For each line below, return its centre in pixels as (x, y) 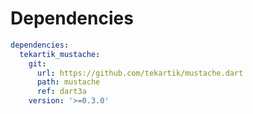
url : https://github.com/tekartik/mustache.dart (140, 73)
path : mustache (68, 82)
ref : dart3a (61, 92)
